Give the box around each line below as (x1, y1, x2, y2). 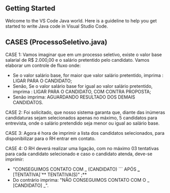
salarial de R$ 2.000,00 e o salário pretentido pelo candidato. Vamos (5, 57, 150, 63)
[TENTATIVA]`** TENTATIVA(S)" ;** (12, 171, 87, 178)
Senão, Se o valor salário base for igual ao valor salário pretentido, (12, 83, 153, 89)
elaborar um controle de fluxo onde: (5, 62, 81, 68)
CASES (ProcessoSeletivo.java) (5, 38, 108, 46)
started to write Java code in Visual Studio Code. (5, 23, 108, 29)
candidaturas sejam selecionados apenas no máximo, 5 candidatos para (5, 114, 157, 120)
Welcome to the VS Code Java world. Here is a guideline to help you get (5, 17, 157, 23)
